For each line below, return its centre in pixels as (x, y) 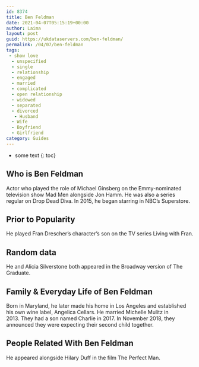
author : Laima (24, 28)
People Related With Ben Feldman (70, 344)
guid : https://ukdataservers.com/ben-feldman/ (65, 39)
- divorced (25, 111)
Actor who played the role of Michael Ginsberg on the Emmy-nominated (94, 188)
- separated (26, 105)
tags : (13, 50)
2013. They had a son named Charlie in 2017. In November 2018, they (91, 318)
